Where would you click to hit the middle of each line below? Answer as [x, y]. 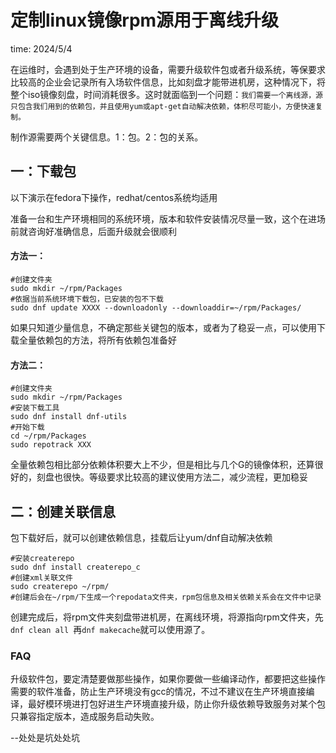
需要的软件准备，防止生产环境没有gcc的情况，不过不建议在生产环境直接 [158, 692]
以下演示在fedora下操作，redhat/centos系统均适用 [114, 197]
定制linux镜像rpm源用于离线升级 [145, 20]
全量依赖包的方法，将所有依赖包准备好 [97, 340]
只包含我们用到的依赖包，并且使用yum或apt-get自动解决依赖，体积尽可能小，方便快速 [163, 106]
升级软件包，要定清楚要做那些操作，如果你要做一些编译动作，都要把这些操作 [168, 679]
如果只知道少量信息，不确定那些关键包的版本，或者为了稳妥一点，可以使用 [163, 327]
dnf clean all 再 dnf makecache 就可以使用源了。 [110, 629]
